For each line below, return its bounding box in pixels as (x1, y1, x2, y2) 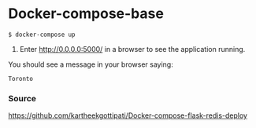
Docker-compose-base (8, 5, 164, 23)
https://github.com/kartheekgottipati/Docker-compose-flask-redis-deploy (8, 111, 248, 120)
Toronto (8, 75, 34, 82)
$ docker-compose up (8, 31, 76, 38)
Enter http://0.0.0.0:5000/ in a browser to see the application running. (19, 44, 246, 53)
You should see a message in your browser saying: (8, 60, 173, 69)
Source (8, 93, 37, 104)
